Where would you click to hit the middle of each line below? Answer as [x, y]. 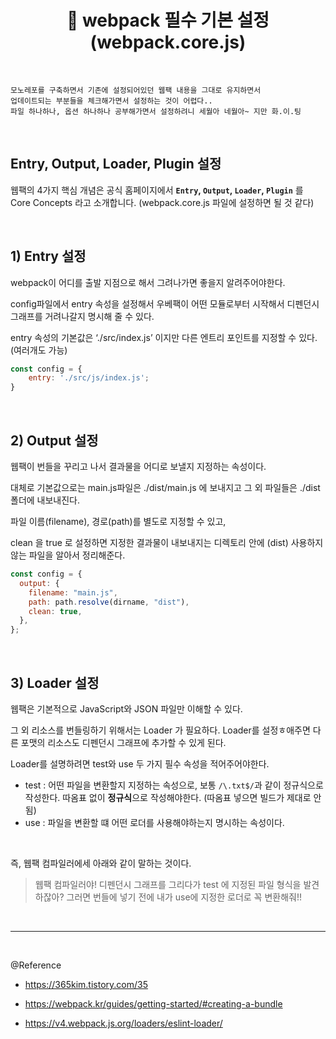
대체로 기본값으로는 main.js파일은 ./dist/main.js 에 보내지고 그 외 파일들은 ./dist [165, 487]
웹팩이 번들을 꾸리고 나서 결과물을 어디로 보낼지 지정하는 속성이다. [138, 466]
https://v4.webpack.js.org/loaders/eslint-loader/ [123, 1023]
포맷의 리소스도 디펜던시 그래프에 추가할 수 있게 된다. [123, 742]
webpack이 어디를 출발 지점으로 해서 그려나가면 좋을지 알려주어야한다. [148, 282]
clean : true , [55, 611]
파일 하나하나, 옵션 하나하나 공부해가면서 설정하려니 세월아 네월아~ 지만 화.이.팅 [156, 111]
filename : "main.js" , [73, 592]
